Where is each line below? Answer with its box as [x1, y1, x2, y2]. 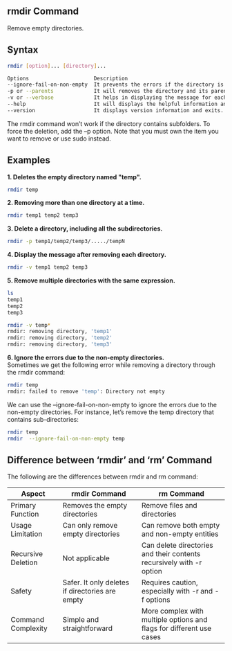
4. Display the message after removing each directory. [7, 251, 167, 259]
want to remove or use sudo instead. [7, 134, 112, 143]
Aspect [21, 489, 46, 499]
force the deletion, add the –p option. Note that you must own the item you [7, 127, 219, 135]
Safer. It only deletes [62, 578, 130, 587]
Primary [10, 501, 37, 510]
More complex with [141, 606, 204, 616]
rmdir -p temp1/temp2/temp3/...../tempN [7, 238, 126, 245]
